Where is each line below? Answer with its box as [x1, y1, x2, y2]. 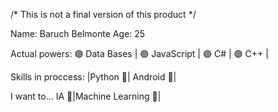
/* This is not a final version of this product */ [10, 9, 197, 20]
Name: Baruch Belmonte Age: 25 [10, 28, 145, 39]
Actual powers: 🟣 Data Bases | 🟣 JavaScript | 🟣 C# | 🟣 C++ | [10, 48, 269, 59]
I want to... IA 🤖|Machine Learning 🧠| [10, 90, 162, 102]
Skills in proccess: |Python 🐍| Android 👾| [10, 71, 177, 83]
